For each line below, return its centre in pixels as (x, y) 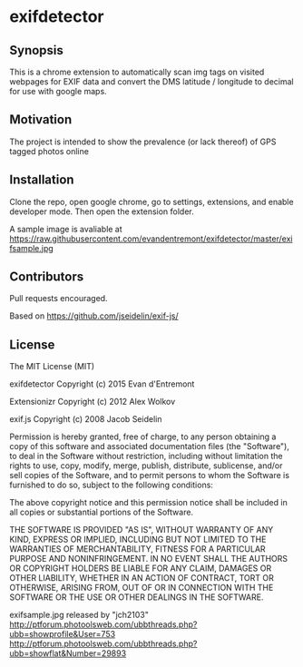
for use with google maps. (58, 91)
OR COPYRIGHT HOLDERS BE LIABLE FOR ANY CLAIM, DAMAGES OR (141, 568)
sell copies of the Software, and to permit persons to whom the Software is (150, 476)
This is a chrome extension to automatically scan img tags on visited (137, 72)
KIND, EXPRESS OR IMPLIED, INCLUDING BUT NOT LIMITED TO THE (138, 539)
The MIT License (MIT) (52, 367)
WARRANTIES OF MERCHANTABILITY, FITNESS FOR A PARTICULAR (137, 549)
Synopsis (36, 50)
